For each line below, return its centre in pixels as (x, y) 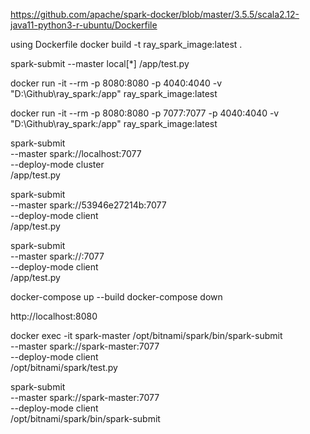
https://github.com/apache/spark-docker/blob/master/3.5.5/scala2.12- (155, 14)
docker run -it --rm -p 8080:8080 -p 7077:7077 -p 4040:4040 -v (145, 113)
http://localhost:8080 (54, 316)
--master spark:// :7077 (57, 256)
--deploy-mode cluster (57, 164)
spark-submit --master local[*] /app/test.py (100, 63)
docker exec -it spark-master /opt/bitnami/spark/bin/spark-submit (146, 335)
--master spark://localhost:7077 (76, 153)
